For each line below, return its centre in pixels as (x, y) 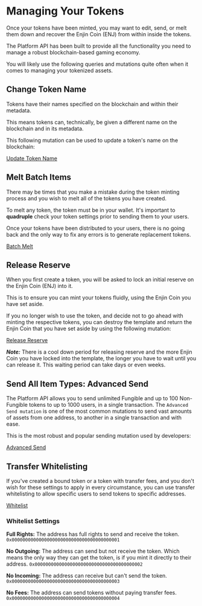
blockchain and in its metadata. (45, 129)
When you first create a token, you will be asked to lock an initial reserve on (100, 279)
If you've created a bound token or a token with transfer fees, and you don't (100, 481)
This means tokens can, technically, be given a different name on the (92, 122)
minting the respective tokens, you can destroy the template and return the (99, 322)
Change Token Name (46, 90)
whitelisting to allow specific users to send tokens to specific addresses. (96, 494)
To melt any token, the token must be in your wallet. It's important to (91, 210)
